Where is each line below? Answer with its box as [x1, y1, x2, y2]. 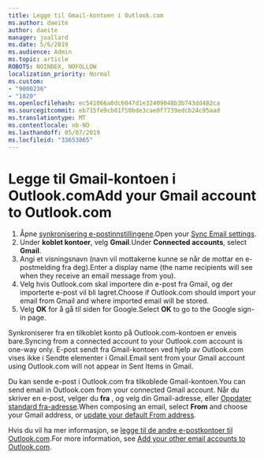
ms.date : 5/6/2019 [8, 41, 69, 49]
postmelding [19, 263, 61, 272]
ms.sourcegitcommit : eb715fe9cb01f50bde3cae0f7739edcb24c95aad [8, 107, 221, 115]
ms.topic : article [8, 56, 69, 64]
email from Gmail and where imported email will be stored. [19, 296, 210, 305]
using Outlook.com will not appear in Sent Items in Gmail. [8, 361, 194, 371]
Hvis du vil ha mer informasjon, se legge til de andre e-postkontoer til [8, 426, 233, 435]
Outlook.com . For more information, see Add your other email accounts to [8, 434, 246, 443]
